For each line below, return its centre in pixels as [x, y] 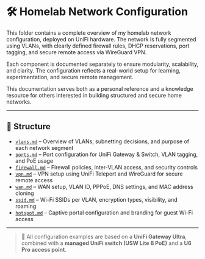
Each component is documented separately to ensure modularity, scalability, [103, 64]
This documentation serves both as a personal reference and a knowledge [100, 88]
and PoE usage [34, 161]
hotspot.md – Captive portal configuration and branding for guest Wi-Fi [104, 212]
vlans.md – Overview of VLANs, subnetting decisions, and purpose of [102, 141]
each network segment [44, 147]
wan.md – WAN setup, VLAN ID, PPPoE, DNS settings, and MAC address [104, 186]
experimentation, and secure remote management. [70, 77]
